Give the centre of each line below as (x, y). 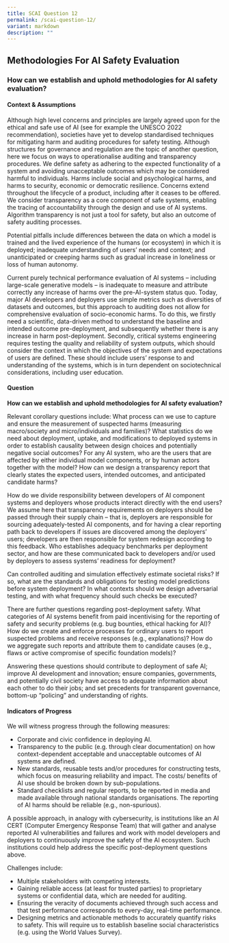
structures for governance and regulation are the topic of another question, (113, 149)
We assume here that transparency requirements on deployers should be (110, 510)
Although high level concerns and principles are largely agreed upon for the (113, 120)
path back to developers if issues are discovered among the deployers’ (107, 531)
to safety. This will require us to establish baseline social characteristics (118, 925)
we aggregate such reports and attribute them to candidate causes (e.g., (109, 646)
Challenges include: (35, 868)
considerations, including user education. (66, 372)
